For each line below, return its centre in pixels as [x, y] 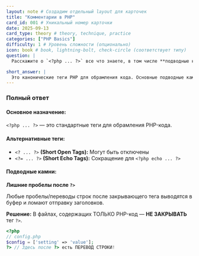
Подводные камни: [31, 171]
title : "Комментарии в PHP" [41, 17]
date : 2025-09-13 [28, 28]
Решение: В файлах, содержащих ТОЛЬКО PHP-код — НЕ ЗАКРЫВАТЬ [97, 214]
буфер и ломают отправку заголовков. [55, 202]
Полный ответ [28, 98]
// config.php [24, 236]
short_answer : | [26, 72]
